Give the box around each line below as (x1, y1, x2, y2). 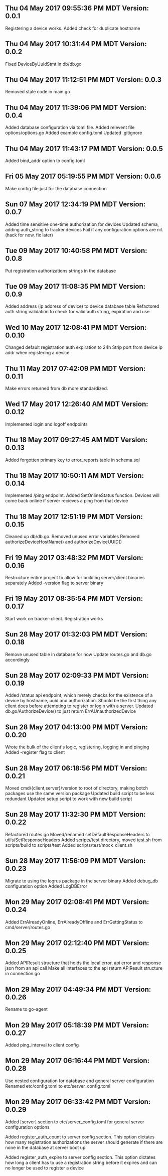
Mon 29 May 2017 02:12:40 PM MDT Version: (5, 939, 149, 947)
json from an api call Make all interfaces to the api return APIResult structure (5, 965, 163, 971)
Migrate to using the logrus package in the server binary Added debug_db (5, 878, 158, 884)
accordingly (5, 657, 30, 663)
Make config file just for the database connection (5, 185, 107, 191)
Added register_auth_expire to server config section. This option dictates (5, 1154, 156, 1160)
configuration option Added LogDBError (5, 883, 88, 889)
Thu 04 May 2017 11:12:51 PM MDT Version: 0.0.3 (5, 75, 162, 84)
